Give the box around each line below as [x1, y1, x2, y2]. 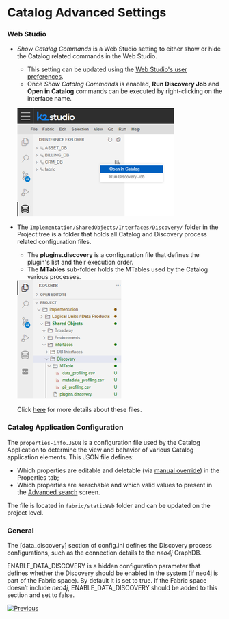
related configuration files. [16, 238, 92, 246]
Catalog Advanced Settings [7, 5, 167, 21]
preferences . [27, 73, 64, 81]
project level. [7, 509, 44, 517]
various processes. [27, 273, 81, 281]
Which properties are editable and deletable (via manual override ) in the [16, 466, 220, 474]
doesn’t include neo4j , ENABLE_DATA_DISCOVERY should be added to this [7, 584, 217, 592]
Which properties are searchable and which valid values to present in [16, 481, 213, 489]
